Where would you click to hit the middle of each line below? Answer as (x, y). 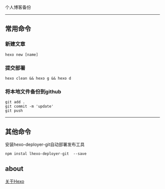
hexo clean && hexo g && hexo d (38, 78)
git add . (15, 102)
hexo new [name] (22, 55)
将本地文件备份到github (33, 92)
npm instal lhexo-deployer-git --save (46, 154)
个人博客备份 (18, 7)
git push (14, 111)
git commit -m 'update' (29, 107)
